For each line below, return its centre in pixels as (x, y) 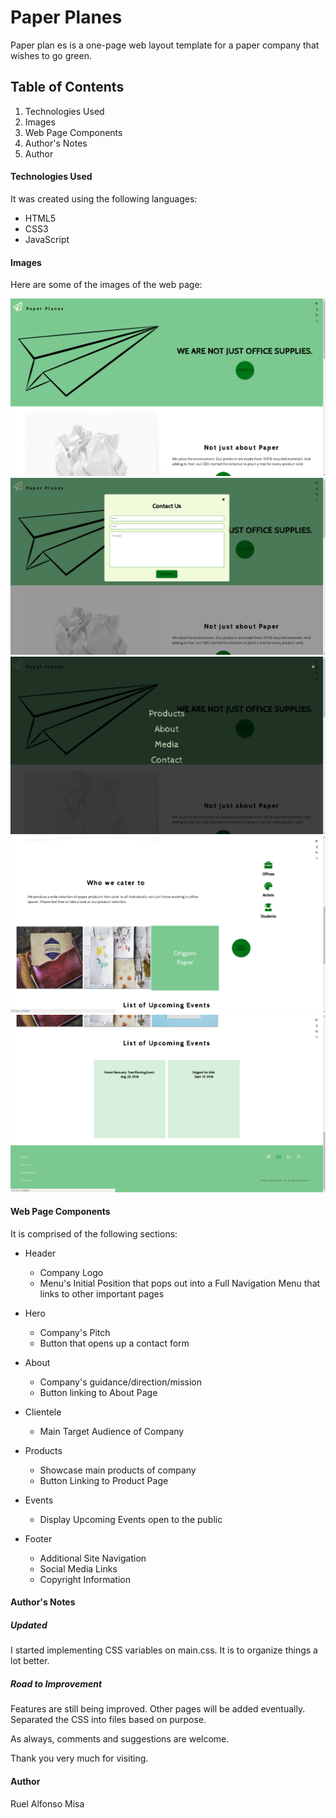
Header (40, 1253)
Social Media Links (78, 1568)
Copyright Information (85, 1579)
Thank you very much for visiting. (79, 1758)
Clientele (43, 1412)
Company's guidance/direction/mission (121, 1382)
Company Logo (71, 1272)
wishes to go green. (51, 55)
